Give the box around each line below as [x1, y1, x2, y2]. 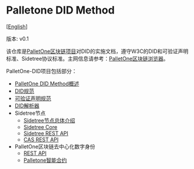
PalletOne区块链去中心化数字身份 [14, 143, 96, 150]
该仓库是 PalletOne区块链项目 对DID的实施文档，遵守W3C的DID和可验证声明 [6, 48, 189, 55]
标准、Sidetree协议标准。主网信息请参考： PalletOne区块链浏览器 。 [6, 55, 169, 62]
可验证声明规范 [14, 95, 51, 102]
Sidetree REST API [23, 130, 69, 137]
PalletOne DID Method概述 [14, 80, 80, 87]
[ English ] [6, 23, 28, 30]
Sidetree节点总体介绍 [23, 117, 75, 124]
